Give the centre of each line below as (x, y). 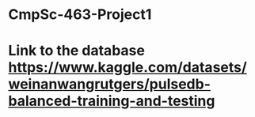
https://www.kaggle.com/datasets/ (127, 68)
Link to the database (76, 51)
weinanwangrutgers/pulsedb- (110, 84)
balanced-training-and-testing (112, 101)
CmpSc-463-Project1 (80, 15)
